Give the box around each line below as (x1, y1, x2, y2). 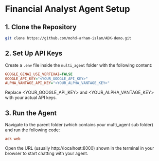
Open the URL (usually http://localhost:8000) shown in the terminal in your (5, 145, 155, 151)
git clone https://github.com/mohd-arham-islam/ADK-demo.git (5, 36, 132, 40)
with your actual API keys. (5, 95, 57, 101)
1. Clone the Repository (5, 23, 77, 31)
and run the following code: (5, 127, 60, 133)
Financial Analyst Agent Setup (5, 3, 130, 15)
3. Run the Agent (5, 109, 57, 117)
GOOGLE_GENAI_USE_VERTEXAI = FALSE (5, 72, 73, 77)
